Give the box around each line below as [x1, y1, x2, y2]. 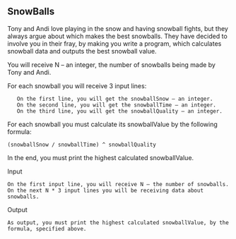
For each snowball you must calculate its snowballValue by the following [7, 120, 218, 128]
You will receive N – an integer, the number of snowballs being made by [7, 60, 216, 69]
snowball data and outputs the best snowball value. [7, 47, 157, 55]
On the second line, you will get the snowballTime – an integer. [16, 102, 217, 109]
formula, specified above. [7, 225, 87, 232]
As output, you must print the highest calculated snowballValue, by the [7, 219, 230, 226]
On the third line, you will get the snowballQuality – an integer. [16, 107, 223, 115]
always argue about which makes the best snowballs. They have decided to [7, 32, 228, 40]
